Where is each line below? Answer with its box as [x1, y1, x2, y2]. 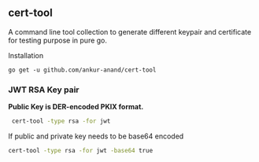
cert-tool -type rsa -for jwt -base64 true [8, 146, 154, 154]
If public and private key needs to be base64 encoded [8, 131, 184, 141]
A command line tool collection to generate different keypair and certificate [8, 27, 252, 36]
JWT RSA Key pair [8, 84, 80, 95]
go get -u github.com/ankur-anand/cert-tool [8, 66, 157, 74]
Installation [8, 50, 44, 60]
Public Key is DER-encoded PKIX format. [8, 102, 144, 112]
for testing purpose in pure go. [8, 35, 108, 45]
